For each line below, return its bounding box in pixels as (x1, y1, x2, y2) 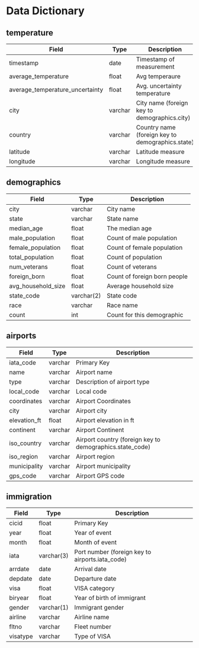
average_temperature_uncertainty (9, 86, 104, 94)
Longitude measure (136, 157, 191, 165)
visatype (9, 632, 33, 640)
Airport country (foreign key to (76, 435, 161, 443)
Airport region (76, 452, 115, 460)
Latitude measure (136, 148, 185, 156)
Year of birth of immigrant (74, 594, 146, 602)
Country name (136, 123, 176, 131)
